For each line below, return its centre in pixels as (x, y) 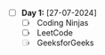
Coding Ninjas (63, 23)
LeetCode (55, 33)
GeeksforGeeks (65, 43)
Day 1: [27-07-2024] (59, 13)
